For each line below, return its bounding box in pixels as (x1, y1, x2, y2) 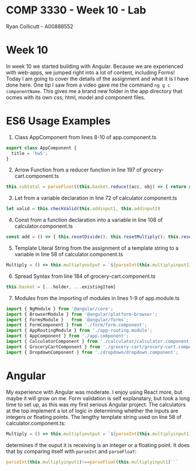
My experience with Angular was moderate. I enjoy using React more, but (6, 389, 183, 396)
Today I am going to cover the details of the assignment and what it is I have (6, 75, 189, 82)
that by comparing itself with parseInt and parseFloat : (6, 448, 137, 455)
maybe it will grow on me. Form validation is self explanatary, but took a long (6, 394, 190, 401)
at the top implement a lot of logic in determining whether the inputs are (6, 407, 178, 414)
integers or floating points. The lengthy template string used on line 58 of (6, 413, 182, 420)
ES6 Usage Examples (6, 115, 111, 128)
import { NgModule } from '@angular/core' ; (6, 305, 114, 312)
